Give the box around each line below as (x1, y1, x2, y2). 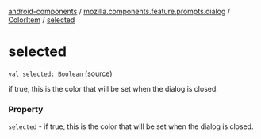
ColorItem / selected (8, 15, 75, 24)
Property (8, 103, 44, 115)
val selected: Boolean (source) (8, 69, 113, 78)
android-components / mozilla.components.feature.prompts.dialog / (8, 7, 230, 16)
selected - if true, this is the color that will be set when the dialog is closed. (8, 122, 254, 131)
